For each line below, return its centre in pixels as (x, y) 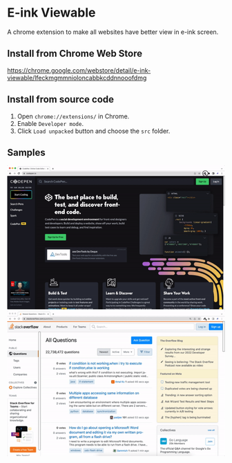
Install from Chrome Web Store (75, 54)
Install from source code (61, 99)
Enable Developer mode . (50, 123)
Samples (27, 153)
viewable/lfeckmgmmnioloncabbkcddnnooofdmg (77, 78)
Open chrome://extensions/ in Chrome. (73, 116)
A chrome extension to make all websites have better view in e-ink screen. (113, 32)
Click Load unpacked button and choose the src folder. (94, 131)
